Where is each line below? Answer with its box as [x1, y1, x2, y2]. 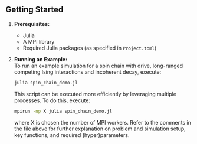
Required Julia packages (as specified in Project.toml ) [22, 44, 157, 51]
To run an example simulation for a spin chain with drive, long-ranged [14, 62, 183, 69]
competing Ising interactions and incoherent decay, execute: [14, 68, 162, 76]
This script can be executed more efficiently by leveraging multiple [14, 90, 176, 97]
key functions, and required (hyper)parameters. [14, 131, 130, 138]
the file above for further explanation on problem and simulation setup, [14, 125, 186, 132]
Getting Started [5, 5, 64, 15]
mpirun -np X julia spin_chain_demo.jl [14, 108, 113, 114]
